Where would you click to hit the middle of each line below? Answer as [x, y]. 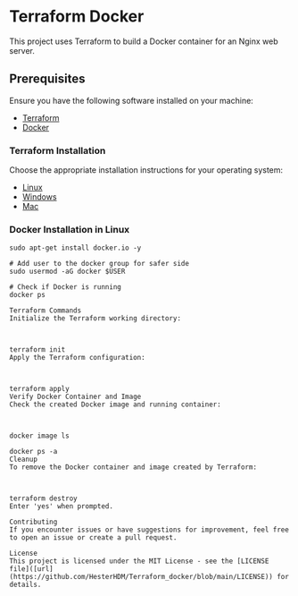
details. [25, 585]
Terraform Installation [58, 150]
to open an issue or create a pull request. [93, 538]
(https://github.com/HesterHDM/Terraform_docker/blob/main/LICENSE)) [141, 577]
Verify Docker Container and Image [75, 397]
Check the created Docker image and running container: [115, 404]
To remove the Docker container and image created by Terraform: [133, 467]
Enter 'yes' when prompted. [62, 507]
